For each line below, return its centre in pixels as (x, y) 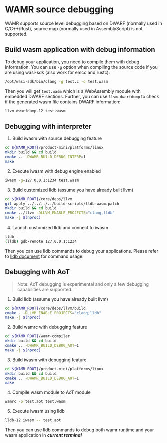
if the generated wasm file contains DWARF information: (63, 102)
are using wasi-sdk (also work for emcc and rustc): (58, 72)
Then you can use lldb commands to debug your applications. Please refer (82, 251)
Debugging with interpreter (48, 126)
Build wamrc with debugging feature (50, 327)
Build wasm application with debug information (80, 49)
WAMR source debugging (59, 9)
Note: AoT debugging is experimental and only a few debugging (83, 284)
